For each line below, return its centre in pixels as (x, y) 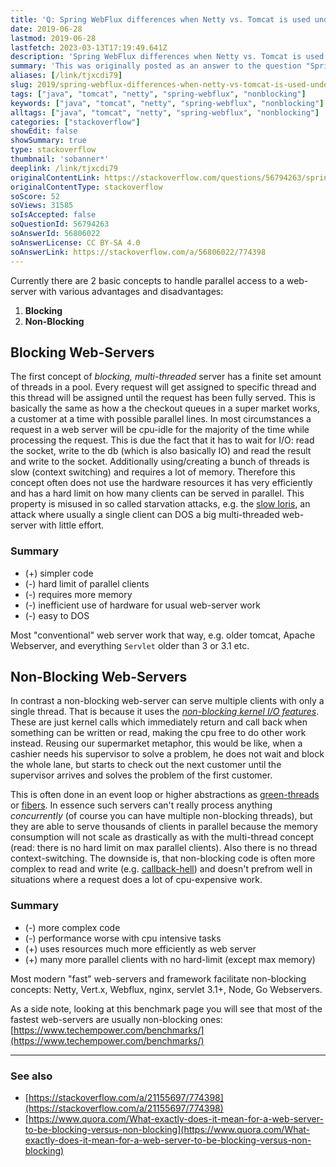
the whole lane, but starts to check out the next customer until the (146, 765)
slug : (21, 85)
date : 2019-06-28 (46, 29)
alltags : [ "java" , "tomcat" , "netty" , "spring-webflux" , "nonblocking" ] (165, 112)
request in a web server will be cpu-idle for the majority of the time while (160, 430)
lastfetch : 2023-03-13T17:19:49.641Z (89, 47)
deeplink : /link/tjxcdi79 (64, 168)
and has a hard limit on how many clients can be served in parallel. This (157, 493)
